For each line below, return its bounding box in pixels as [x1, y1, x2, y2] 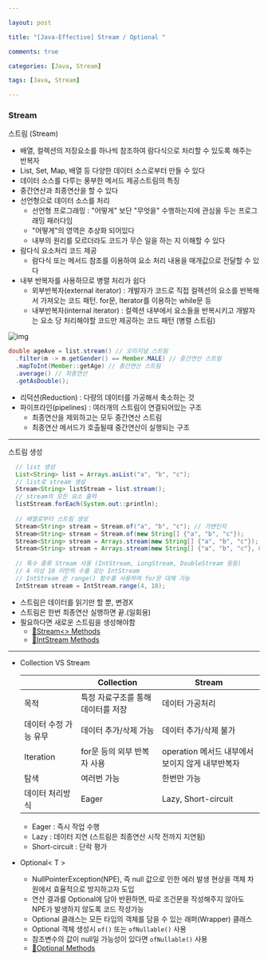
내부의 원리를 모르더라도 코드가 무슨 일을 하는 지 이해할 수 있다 [31, 236, 226, 245]
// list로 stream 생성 [15, 477, 86, 486]
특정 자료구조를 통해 [81, 692, 152, 703]
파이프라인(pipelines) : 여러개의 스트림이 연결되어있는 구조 [19, 402, 202, 412]
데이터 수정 [23, 719, 64, 730]
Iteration [23, 751, 56, 762]
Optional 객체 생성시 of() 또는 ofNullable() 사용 [31, 924, 187, 934]
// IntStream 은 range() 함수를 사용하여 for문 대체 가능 [15, 574, 191, 582]
